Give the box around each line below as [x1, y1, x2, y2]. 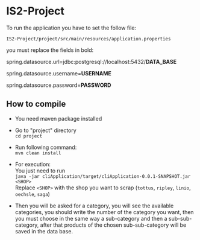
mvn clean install [14, 150, 61, 156]
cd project [14, 133, 43, 139]
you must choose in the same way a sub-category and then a [14, 215, 167, 222]
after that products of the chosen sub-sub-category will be [40, 221, 187, 229]
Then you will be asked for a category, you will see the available [14, 202, 174, 209]
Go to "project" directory [14, 127, 77, 134]
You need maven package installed [14, 115, 102, 122]
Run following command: [14, 144, 77, 151]
